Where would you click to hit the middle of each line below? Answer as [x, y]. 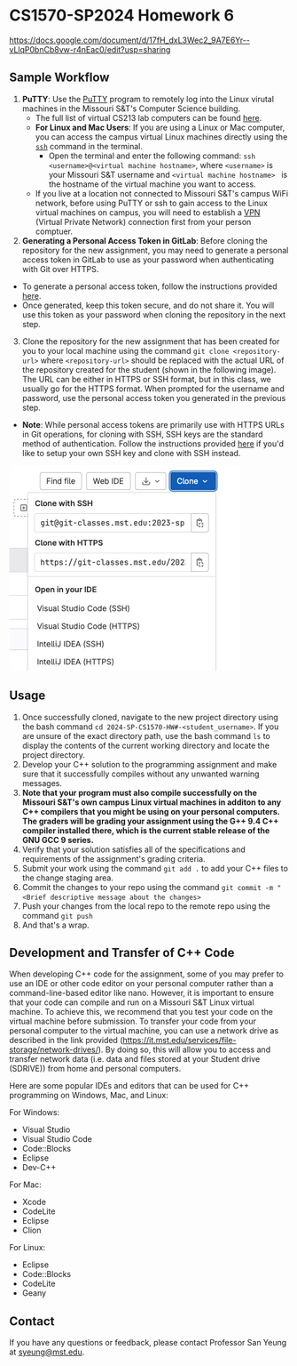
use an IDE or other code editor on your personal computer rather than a [141, 984]
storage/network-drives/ [54, 1049]
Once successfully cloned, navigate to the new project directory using [150, 717]
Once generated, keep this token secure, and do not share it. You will [148, 305]
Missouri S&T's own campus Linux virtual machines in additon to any [152, 802]
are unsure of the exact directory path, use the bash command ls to [146, 735]
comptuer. [54, 231]
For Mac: [25, 1185]
